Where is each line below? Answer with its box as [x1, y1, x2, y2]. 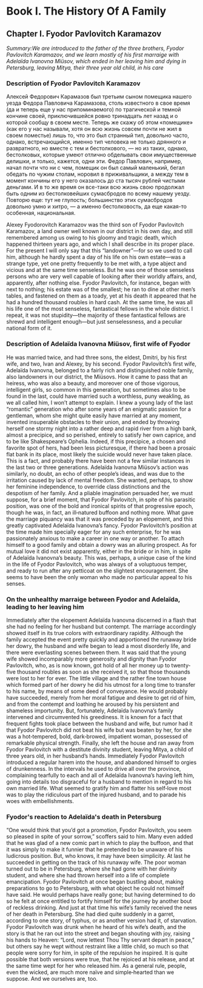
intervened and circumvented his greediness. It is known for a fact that [6, 713, 183, 720]
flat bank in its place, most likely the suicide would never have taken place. [6, 450, 193, 457]
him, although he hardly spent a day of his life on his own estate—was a [6, 254, 186, 261]
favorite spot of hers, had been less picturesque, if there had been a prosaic [6, 444, 196, 451]
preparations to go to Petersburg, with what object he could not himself [6, 885, 185, 892]
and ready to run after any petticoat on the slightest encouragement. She [6, 567, 188, 574]
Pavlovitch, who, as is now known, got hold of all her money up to [6, 661, 170, 669]
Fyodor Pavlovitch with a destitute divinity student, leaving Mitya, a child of [6, 745, 194, 753]
